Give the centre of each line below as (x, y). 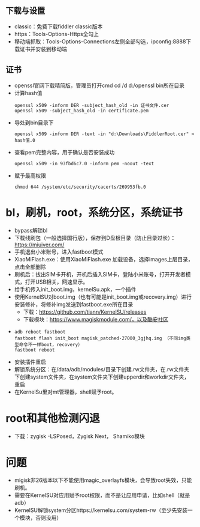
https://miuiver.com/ (39, 245)
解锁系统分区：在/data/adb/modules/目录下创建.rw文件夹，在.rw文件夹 (102, 369)
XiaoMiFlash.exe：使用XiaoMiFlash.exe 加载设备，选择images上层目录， (104, 259)
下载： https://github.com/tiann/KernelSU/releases (85, 312)
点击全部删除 (30, 267)
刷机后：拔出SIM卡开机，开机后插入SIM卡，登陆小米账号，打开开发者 (100, 274)
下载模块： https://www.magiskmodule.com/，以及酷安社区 (96, 319)
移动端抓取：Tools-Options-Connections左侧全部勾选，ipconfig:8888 (100, 41)
